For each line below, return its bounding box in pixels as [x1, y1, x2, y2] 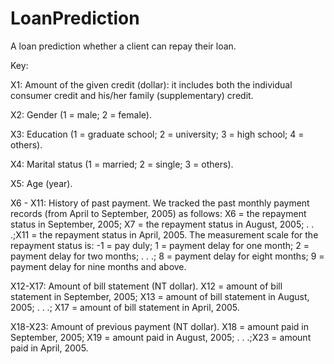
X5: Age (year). [10, 177, 73, 189]
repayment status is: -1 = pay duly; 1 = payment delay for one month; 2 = [10, 239, 310, 251]
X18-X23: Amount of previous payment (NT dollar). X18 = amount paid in [10, 320, 310, 332]
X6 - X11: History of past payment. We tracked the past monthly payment [10, 197, 310, 209]
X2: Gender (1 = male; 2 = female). [10, 108, 152, 121]
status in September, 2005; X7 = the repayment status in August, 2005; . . [10, 218, 315, 230]
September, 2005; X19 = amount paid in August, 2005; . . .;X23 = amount [10, 331, 312, 343]
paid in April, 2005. [10, 342, 89, 354]
